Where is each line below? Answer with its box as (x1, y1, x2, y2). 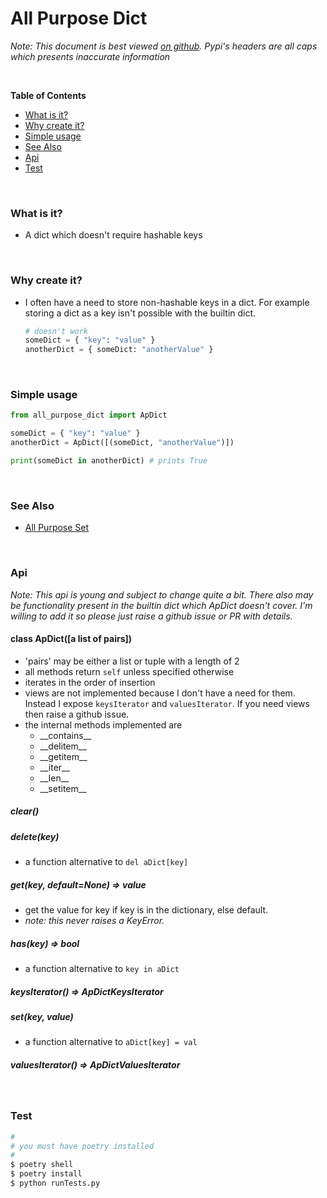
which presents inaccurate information (10, 50, 171, 62)
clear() (10, 805, 40, 817)
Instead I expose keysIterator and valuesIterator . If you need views (24, 697, 310, 709)
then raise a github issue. (24, 708, 130, 720)
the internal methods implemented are (24, 718, 183, 731)
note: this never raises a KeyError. (24, 915, 165, 927)
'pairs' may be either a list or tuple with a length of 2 (24, 655, 240, 667)
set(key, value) (10, 1011, 74, 1022)
